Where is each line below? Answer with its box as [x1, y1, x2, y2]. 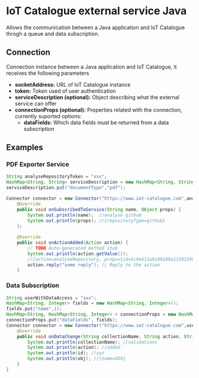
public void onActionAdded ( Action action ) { [17, 240, 129, 246]
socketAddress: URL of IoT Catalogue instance [14, 81, 131, 88]
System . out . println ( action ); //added [27, 345, 120, 351]
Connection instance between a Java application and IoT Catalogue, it [6, 63, 177, 70]
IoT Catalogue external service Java [6, 4, 187, 18]
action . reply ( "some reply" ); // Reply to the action [27, 262, 161, 268]
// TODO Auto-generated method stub [27, 245, 118, 251]
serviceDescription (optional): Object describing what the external [14, 93, 179, 100]
